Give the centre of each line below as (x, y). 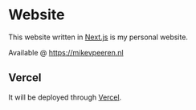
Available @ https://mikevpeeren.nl (66, 52)
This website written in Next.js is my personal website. (98, 37)
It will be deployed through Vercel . (65, 97)
